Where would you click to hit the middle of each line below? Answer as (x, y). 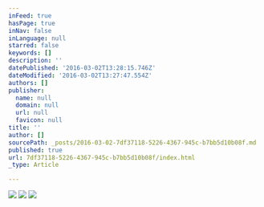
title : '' (25, 128)
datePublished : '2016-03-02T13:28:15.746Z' (82, 68)
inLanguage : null (37, 38)
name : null (34, 98)
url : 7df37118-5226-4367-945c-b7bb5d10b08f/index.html (102, 157)
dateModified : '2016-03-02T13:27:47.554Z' (80, 75)
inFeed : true (30, 16)
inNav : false (30, 30)
